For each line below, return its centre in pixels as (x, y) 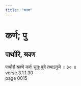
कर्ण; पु (16, 35)
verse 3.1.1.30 (19, 73)
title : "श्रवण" (19, 10)
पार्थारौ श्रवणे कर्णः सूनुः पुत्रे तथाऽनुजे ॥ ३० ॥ (41, 67)
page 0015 (16, 78)
